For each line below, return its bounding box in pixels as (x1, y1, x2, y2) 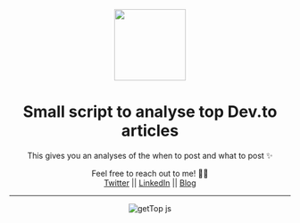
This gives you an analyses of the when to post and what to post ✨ (27, 150, 273, 161)
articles (121, 120, 179, 141)
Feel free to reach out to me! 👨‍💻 (91, 168, 209, 178)
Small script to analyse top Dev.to (22, 102, 278, 122)
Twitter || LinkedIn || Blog (104, 178, 196, 188)
